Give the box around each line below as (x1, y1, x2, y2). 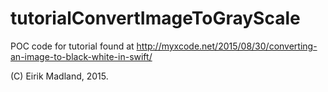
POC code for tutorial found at (10, 40, 135, 52)
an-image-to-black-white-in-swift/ (10, 50, 153, 62)
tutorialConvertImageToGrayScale (10, 7, 301, 30)
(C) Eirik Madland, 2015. (10, 70, 109, 82)
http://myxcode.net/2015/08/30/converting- (136, 40, 318, 52)
